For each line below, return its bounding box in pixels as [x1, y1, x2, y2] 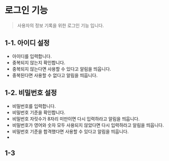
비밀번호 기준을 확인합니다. [12, 109, 65, 115]
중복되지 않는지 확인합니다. [12, 59, 65, 66]
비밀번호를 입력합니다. [12, 103, 56, 109]
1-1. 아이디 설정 [5, 39, 50, 47]
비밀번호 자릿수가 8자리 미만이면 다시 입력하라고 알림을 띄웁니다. [12, 115, 140, 122]
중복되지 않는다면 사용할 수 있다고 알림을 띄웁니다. [12, 66, 111, 72]
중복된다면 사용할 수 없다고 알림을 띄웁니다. [12, 72, 98, 78]
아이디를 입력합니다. [12, 53, 52, 59]
